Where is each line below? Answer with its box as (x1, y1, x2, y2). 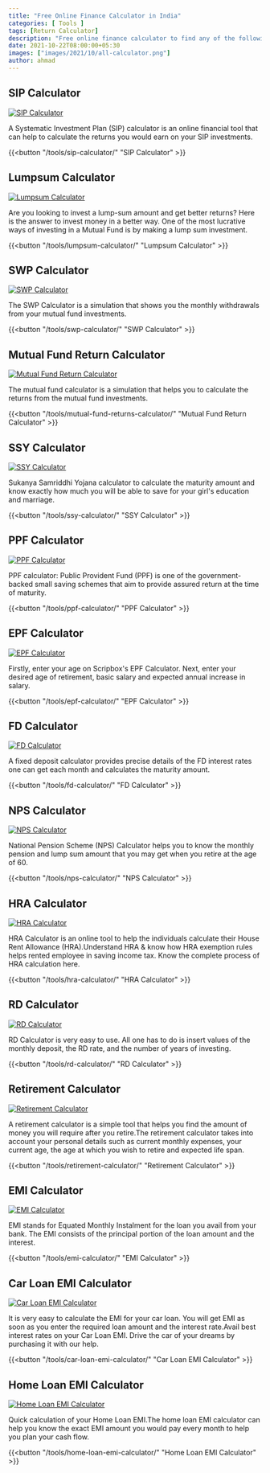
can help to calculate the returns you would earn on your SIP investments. (8, 132, 253, 142)
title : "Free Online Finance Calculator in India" (8, 11, 182, 20)
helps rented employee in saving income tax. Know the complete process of (8, 950, 260, 960)
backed (8, 579, 34, 589)
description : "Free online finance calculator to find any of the (8, 34, 235, 43)
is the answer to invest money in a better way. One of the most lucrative (8, 216, 246, 226)
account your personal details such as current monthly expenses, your (8, 1136, 243, 1146)
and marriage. (8, 494, 55, 504)
